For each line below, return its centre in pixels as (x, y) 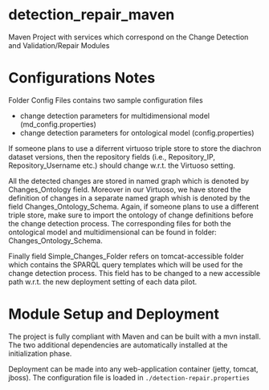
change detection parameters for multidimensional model (115, 116)
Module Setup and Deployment (114, 314)
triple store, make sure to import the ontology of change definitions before (131, 215)
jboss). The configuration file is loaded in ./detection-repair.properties (129, 377)
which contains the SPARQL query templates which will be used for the (126, 264)
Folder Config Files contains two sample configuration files (106, 100)
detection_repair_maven (92, 15)
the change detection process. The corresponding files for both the (120, 223)
